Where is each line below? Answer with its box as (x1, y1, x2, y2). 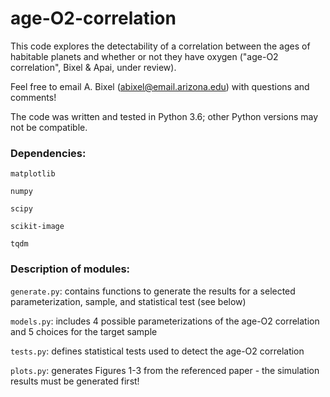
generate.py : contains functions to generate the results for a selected (10, 285, 296, 297)
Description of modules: (10, 262, 131, 276)
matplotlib (10, 169, 56, 179)
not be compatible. (10, 121, 88, 133)
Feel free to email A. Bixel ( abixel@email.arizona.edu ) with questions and (10, 80, 310, 92)
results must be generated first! (10, 375, 140, 387)
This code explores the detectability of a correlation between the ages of (10, 40, 311, 52)
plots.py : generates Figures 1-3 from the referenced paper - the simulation (10, 364, 320, 376)
